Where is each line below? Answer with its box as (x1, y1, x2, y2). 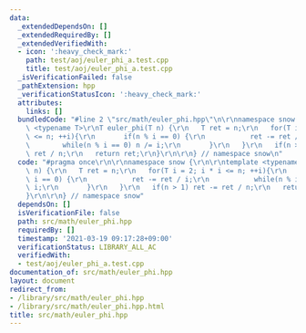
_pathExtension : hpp (17, 81, 96, 90)
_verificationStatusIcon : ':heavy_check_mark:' (17, 89, 202, 99)
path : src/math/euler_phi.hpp (17, 216, 132, 226)
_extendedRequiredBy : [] (17, 30, 112, 39)
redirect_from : (9, 285, 67, 294)
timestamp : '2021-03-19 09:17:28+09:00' (17, 234, 173, 243)
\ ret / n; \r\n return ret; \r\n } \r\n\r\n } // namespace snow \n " (25, 149, 283, 158)
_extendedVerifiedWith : (17, 38, 107, 48)
